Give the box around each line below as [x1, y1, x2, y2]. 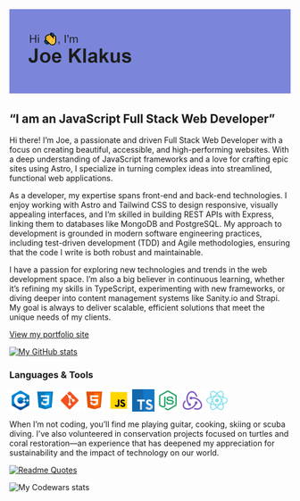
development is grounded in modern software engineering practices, [9, 228, 262, 238]
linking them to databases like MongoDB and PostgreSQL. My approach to [9, 219, 283, 229]
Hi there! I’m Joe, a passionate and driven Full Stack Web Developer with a [9, 135, 283, 146]
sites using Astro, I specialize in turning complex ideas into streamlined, [9, 163, 272, 173]
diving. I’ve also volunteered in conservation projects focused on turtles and [9, 429, 289, 439]
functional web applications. [9, 173, 113, 183]
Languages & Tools [9, 368, 94, 380]
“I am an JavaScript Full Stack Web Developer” [9, 111, 275, 126]
